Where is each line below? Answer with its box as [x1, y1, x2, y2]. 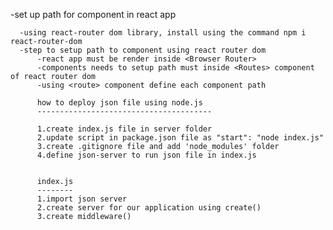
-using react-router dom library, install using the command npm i [19, 28, 307, 38]
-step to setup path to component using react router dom [19, 45, 267, 55]
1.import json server [36, 194, 128, 204]
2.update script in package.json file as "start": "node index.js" [36, 133, 325, 143]
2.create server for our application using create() [36, 203, 262, 213]
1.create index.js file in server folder [36, 124, 213, 134]
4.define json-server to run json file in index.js [36, 150, 257, 160]
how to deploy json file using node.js [36, 98, 203, 108]
